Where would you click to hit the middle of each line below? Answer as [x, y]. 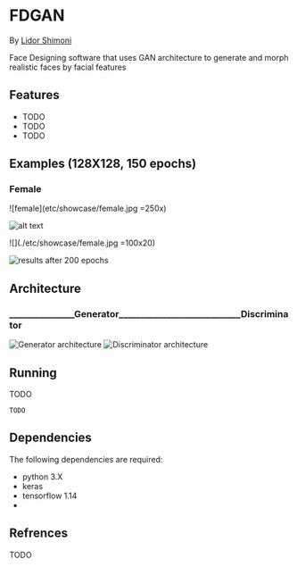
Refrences [39, 534]
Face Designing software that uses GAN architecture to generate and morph [149, 57]
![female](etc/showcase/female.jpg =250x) [88, 208]
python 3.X [42, 476]
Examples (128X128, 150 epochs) [103, 164]
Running [33, 373]
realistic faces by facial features [68, 67]
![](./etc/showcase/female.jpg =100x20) [82, 243]
